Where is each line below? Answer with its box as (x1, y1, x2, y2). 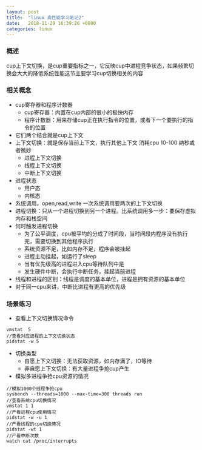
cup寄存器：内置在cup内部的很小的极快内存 (24, 109, 134, 116)
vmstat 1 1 (6, 403, 34, 409)
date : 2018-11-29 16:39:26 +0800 (6, 20, 96, 26)
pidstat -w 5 (6, 338, 39, 344)
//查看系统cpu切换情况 (6, 398, 56, 404)
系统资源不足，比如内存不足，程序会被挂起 (24, 245, 131, 252)
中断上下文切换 (24, 169, 62, 176)
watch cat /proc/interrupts (6, 438, 78, 445)
